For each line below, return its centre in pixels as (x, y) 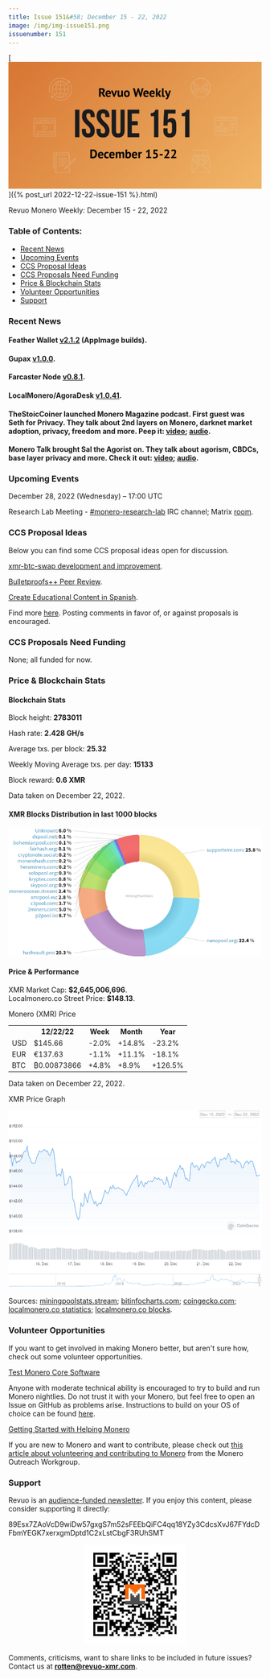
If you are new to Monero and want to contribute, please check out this (126, 1445)
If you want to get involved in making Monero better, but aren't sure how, (129, 1348)
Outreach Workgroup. (44, 1462)
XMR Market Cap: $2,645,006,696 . (68, 990)
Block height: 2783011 (45, 718)
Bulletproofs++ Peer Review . (55, 581)
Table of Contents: (45, 231)
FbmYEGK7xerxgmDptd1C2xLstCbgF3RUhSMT (86, 1532)
